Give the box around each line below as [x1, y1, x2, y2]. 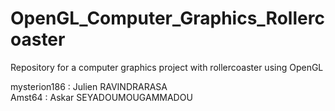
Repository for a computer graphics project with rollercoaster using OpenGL [10, 61, 324, 73]
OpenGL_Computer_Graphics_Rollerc [10, 7, 325, 30]
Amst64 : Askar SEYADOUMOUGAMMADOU [10, 91, 193, 103]
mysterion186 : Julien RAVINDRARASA [10, 80, 168, 92]
